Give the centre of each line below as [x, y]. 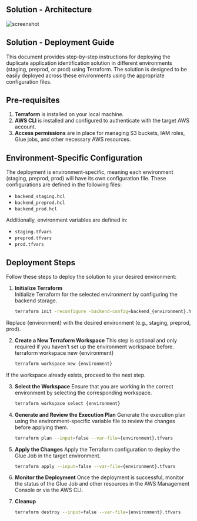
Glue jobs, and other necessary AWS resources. [73, 139]
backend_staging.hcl [40, 197]
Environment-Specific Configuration [74, 158]
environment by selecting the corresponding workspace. [83, 393]
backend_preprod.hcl [40, 203]
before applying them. [41, 427]
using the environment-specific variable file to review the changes [95, 421]
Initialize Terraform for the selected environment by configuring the [96, 295]
